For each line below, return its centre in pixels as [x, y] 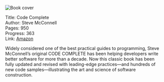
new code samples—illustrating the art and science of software [71, 69]
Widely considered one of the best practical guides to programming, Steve [82, 48]
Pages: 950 [17, 28]
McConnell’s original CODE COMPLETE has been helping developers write [82, 53]
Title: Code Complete [27, 17]
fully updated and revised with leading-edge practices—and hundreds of [80, 64]
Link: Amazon [19, 38]
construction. [19, 75]
